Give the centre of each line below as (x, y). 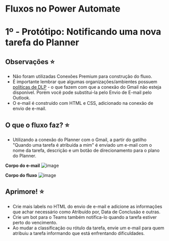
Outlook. (21, 98)
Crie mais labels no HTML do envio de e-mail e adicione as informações (87, 206)
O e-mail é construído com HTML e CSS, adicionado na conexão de (83, 103)
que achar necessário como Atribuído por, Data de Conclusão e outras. (86, 212)
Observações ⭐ (30, 62)
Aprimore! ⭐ (25, 192)
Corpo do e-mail (23, 165)
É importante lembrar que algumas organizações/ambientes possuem (85, 82)
